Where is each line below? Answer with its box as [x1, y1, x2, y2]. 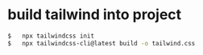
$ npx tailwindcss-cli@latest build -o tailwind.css [7, 39, 196, 47]
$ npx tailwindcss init [7, 32, 94, 40]
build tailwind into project [7, 6, 182, 24]
